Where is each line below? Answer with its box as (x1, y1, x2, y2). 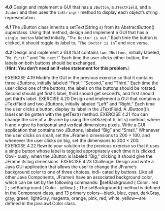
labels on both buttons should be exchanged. (5, 60, 97, 66)
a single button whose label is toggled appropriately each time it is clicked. (5, 148, 157, 154)
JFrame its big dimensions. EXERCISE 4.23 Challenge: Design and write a (5, 159, 154, 164)
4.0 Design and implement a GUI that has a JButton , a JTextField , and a (5, 4, 151, 10)
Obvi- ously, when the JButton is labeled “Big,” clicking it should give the (5, 153, 153, 159)
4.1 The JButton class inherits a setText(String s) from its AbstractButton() (5, 24, 155, 30)
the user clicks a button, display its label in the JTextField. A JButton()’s (5, 106, 150, 112)
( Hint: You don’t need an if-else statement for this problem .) (5, 65, 130, 71)
